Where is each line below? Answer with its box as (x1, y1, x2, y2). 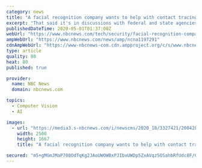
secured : (6, 152, 28, 159)
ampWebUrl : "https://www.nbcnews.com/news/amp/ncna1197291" (6, 37, 161, 43)
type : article (6, 48, 42, 54)
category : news (6, 8, 44, 15)
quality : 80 (6, 53, 36, 59)
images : (6, 119, 26, 125)
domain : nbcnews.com (11, 86, 63, 93)
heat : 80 (6, 59, 28, 65)
